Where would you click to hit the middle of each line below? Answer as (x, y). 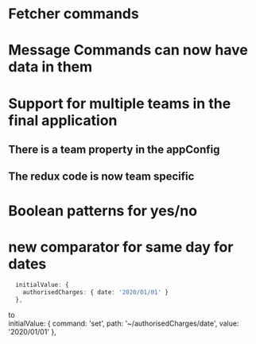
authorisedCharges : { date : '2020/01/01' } (96, 292)
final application (63, 120)
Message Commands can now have (128, 50)
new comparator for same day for (121, 247)
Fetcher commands (74, 14)
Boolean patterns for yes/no (103, 211)
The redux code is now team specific (101, 177)
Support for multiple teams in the (120, 103)
